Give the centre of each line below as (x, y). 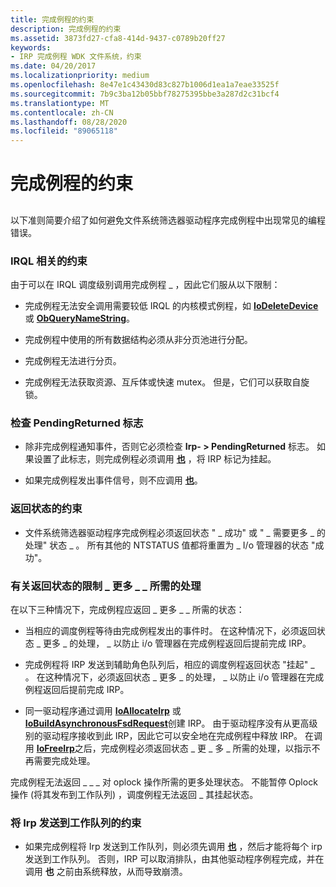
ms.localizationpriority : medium (80, 76)
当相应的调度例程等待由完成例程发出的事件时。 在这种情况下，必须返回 (170, 630)
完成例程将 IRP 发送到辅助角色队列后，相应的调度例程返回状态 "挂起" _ (169, 664)
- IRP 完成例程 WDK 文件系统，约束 (76, 57)
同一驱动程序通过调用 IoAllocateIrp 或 (103, 710)
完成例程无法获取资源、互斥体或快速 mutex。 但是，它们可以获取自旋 (167, 382)
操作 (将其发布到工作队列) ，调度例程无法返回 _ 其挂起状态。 (134, 794)
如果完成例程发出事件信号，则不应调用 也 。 (113, 480)
